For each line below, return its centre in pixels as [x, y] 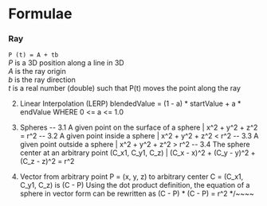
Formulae [40, 14]
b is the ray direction [42, 80]
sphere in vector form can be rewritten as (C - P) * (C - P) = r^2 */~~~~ [137, 194]
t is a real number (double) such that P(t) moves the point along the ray [125, 88]
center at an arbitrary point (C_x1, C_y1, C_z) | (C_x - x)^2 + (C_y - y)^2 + [138, 153]
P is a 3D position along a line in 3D [67, 63]
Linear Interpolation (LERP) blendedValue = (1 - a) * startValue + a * [130, 103]
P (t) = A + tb [33, 55]
